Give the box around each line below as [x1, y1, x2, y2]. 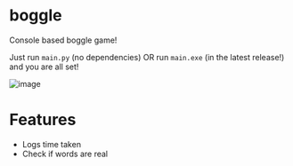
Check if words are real [21, 148, 109, 159]
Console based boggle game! [9, 35, 118, 45]
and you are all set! [9, 61, 79, 72]
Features [9, 110, 77, 130]
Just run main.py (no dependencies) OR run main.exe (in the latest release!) [9, 51, 285, 62]
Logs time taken [21, 138, 82, 149]
